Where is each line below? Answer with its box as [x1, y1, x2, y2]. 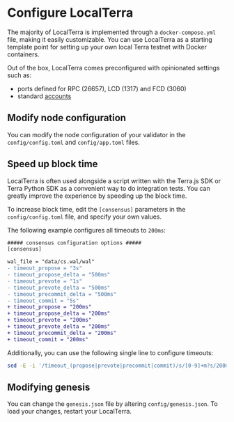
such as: [7, 71, 32, 79]
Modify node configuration [7, 112, 127, 124]
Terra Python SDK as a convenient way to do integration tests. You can [7, 184, 210, 192]
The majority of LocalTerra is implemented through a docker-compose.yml [7, 28, 216, 36]
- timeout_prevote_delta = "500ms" [7, 284, 111, 291]
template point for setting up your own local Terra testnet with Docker [7, 42, 207, 51]
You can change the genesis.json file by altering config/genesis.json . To [7, 400, 218, 408]
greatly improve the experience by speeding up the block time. [7, 192, 187, 200]
